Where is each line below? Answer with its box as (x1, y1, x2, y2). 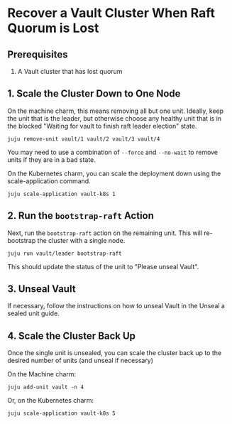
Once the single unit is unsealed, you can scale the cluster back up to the (7, 349, 222, 357)
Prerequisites (7, 48, 68, 60)
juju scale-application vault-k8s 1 (7, 190, 116, 197)
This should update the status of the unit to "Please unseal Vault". (7, 262, 199, 271)
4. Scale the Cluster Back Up (7, 330, 136, 342)
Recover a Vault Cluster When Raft (7, 5, 215, 21)
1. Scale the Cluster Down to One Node (7, 87, 181, 100)
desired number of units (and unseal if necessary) (7, 357, 154, 365)
